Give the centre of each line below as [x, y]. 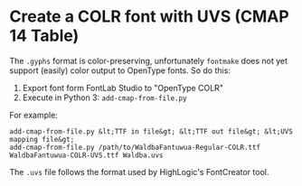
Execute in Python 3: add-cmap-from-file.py [104, 98]
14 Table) [44, 36]
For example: [34, 115]
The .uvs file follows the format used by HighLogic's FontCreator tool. [139, 172]
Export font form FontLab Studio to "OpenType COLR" [123, 88]
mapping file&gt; [42, 139]
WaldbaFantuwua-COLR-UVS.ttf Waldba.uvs [87, 155]
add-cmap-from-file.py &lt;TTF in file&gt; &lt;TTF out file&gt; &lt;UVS [151, 131]
